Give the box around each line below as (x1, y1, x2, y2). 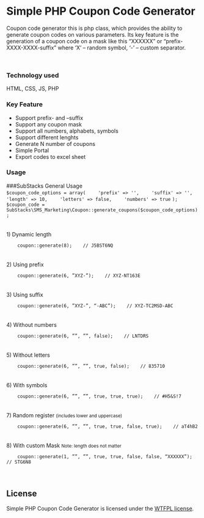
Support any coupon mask (15, 120, 82, 128)
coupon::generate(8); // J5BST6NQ (17, 243, 114, 249)
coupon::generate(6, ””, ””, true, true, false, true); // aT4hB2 (17, 423, 199, 429)
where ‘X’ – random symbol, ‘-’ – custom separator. (57, 44, 186, 51)
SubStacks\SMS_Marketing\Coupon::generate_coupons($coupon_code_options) (6, 206, 199, 213)
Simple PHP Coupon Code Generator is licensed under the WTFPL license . (6, 505, 194, 512)
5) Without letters (6, 351, 50, 359)
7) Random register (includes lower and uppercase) (6, 411, 123, 419)
